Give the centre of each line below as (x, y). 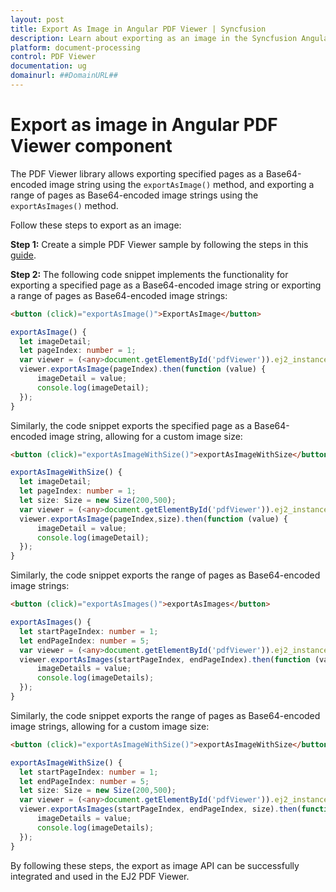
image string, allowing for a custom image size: (146, 436)
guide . (23, 255)
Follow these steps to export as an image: (96, 225)
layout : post (37, 19)
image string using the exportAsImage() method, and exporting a (182, 184)
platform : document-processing (75, 47)
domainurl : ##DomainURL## (64, 76)
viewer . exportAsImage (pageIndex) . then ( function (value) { (143, 369)
